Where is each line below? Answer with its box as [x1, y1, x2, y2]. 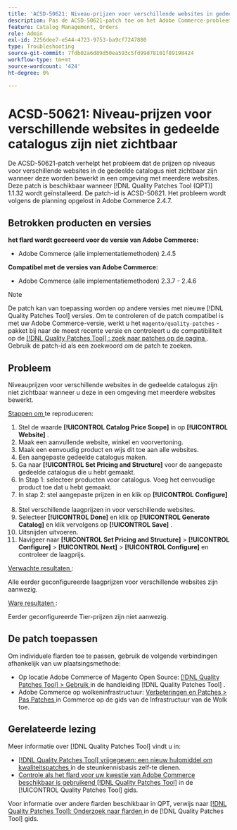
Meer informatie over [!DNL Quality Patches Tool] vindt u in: [8, 742, 181, 750]
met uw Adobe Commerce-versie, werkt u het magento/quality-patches [8, 319, 215, 328]
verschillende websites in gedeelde [8, 121, 220, 137]
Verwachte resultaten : [8, 564, 74, 573]
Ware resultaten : [8, 599, 58, 607]
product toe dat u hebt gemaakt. [18, 483, 112, 492]
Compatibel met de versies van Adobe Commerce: [8, 263, 159, 271]
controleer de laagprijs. [18, 551, 86, 559]
